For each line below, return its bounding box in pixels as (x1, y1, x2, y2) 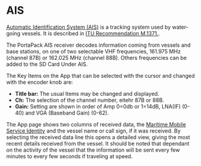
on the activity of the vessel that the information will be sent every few (6, 146, 180, 153)
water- (172, 23, 189, 31)
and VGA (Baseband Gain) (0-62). (25, 109, 109, 116)
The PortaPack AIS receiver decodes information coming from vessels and (6, 41, 191, 49)
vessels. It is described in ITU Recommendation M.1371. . (22, 29, 160, 37)
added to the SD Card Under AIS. (6, 61, 88, 68)
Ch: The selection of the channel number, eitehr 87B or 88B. (14, 96, 164, 104)
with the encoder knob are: (6, 79, 73, 86)
